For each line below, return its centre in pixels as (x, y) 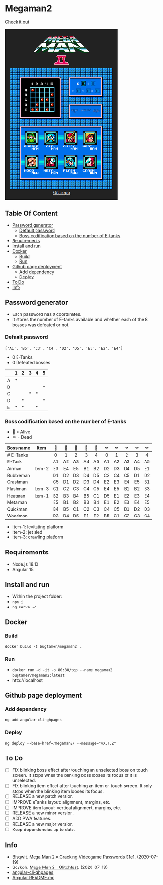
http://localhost (27, 680)
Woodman (17, 516)
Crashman (18, 482)
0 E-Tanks (22, 357)
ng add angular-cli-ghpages (34, 720)
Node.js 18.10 (25, 564)
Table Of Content (31, 213)
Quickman (17, 509)
